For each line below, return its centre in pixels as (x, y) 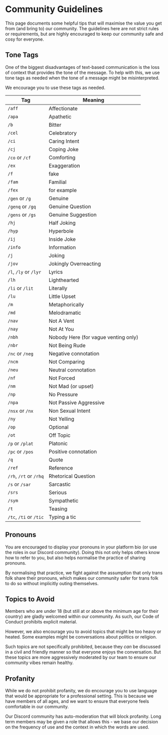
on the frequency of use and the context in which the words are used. (77, 727)
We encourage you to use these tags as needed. (55, 87)
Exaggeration (64, 165)
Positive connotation (72, 451)
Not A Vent (61, 321)
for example (62, 190)
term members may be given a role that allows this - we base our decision (81, 722)
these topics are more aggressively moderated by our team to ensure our (81, 658)
